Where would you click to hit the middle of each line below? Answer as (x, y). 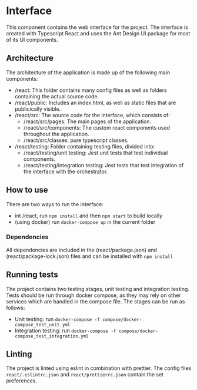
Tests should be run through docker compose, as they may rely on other (94, 295)
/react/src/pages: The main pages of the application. (87, 121)
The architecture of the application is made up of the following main (88, 72)
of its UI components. (32, 39)
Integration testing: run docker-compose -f (65, 330)
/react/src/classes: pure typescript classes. (76, 140)
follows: (16, 308)
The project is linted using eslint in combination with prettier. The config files (99, 368)
